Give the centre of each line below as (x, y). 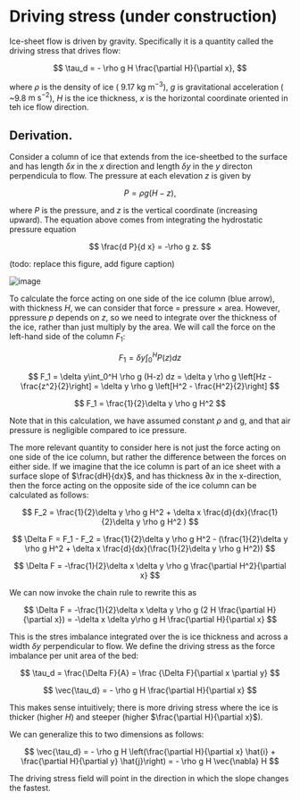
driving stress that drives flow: (65, 50)
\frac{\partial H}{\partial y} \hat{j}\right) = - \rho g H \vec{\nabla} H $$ (150, 762)
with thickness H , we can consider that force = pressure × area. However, (145, 308)
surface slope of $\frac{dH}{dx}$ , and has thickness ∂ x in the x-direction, (146, 476)
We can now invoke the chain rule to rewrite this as (103, 593)
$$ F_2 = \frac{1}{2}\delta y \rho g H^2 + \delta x (112, 512)
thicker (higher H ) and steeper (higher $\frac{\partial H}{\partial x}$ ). (136, 717)
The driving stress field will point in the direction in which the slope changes (149, 779)
